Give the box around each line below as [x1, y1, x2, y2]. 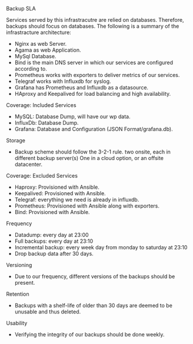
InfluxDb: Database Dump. [14, 119, 79, 126]
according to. [14, 65, 47, 72]
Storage [6, 137, 25, 143]
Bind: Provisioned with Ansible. [14, 209, 90, 215]
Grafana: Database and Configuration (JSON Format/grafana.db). [14, 126, 173, 132]
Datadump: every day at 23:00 [14, 232, 89, 238]
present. [14, 279, 35, 286]
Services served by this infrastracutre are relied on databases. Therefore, [6, 16, 184, 23]
